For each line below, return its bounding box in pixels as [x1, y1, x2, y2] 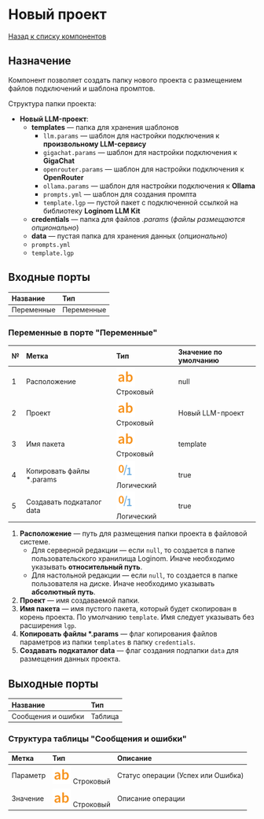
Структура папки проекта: [8, 98, 97, 108]
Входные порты [8, 271, 90, 284]
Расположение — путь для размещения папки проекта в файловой [19, 529, 247, 538]
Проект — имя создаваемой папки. [19, 596, 140, 605]
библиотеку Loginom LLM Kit [42, 206, 141, 216]
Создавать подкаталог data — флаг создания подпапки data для [19, 646, 239, 655]
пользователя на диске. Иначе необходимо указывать [31, 579, 215, 588]
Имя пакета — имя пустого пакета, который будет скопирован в [19, 604, 237, 614]
